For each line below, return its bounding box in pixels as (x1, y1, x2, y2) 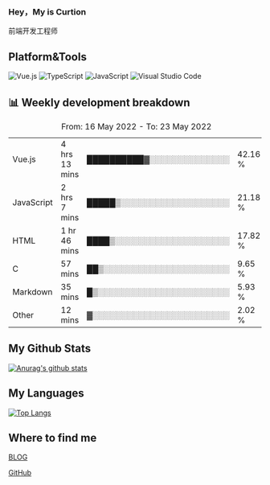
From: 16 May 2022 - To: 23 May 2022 (61, 121, 212, 132)
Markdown (12, 286, 53, 298)
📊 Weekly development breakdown (8, 96, 190, 109)
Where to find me (8, 431, 97, 445)
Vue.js (12, 154, 36, 165)
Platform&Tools (8, 50, 87, 64)
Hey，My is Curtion (8, 6, 87, 17)
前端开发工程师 (8, 26, 58, 36)
